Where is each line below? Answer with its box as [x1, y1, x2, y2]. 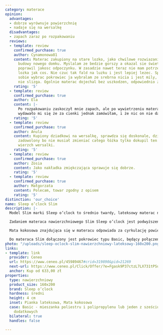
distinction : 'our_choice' [5, 197, 60, 202]
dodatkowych [14, 309, 38, 314]
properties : [5, 273, 29, 278]
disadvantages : [9, 30, 40, 35]
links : [5, 246, 18, 251]
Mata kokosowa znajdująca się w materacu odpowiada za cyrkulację [9, 228, 147, 233]
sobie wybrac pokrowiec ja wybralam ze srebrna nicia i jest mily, [17, 75, 158, 80]
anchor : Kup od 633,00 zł [9, 268, 62, 273]
